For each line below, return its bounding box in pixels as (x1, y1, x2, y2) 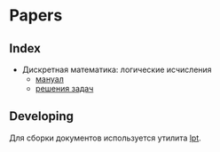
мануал (35, 74, 64, 84)
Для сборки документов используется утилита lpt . (9, 132, 201, 143)
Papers (9, 5, 63, 26)
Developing (9, 108, 74, 124)
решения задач (35, 84, 94, 93)
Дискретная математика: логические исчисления (21, 64, 212, 75)
